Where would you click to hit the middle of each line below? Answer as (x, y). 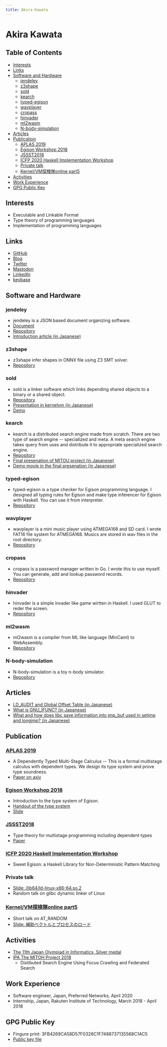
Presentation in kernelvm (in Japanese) (53, 405)
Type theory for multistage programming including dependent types (82, 835)
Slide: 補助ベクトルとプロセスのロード (52, 924)
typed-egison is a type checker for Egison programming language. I (82, 490)
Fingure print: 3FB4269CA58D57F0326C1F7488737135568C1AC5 (80, 1034)
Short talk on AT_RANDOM (40, 918)
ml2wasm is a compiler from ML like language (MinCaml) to (74, 638)
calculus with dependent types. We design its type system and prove (83, 767)
